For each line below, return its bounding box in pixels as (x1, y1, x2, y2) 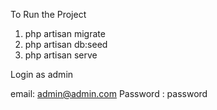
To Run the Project (10, 9, 87, 20)
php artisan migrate (24, 28, 106, 39)
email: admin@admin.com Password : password (10, 88, 208, 99)
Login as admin (10, 69, 74, 80)
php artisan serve (24, 49, 98, 61)
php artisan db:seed (24, 39, 108, 50)
